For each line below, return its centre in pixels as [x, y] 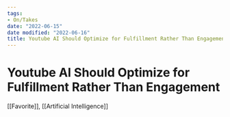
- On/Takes [23, 20]
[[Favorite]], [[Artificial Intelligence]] [57, 106]
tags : [15, 13]
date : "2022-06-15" [35, 26]
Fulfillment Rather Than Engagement [114, 87]
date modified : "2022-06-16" [49, 32]
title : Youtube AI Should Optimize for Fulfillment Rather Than [101, 39]
